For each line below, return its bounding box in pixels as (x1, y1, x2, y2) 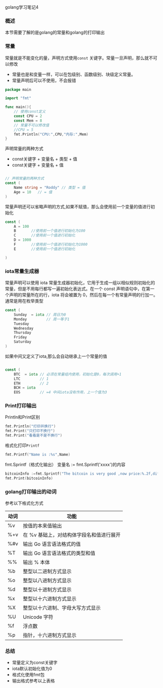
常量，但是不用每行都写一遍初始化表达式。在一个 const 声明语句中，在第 (5, 286, 150, 292)
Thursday (14, 330, 32, 335)
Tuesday (14, 321, 29, 326)
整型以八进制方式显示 (23, 577, 72, 584)
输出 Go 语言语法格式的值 (23, 541, 81, 547)
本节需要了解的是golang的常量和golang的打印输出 (5, 30, 105, 36)
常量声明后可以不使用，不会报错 (12, 77, 76, 83)
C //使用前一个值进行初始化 (14, 233, 76, 238)
